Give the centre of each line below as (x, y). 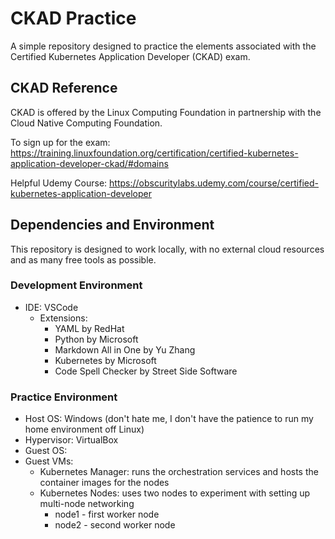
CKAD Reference (64, 88)
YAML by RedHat (89, 328)
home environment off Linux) (84, 429)
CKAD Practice (73, 18)
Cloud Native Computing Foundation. (86, 123)
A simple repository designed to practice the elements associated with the (163, 46)
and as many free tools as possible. (83, 259)
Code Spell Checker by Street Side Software (146, 371)
